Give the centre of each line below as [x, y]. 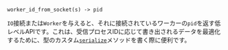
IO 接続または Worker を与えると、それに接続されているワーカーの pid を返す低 [114, 23]
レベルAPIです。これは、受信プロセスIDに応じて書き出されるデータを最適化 [114, 31]
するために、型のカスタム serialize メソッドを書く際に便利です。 [99, 40]
